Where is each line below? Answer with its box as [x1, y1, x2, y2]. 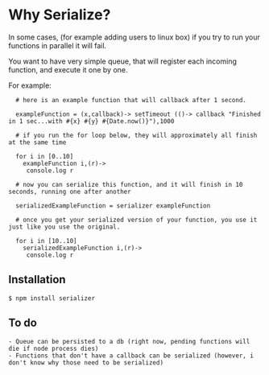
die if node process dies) [8, 344, 99, 352]
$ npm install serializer [8, 294, 95, 303]
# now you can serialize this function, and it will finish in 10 [15, 180, 243, 188]
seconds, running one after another [8, 187, 131, 196]
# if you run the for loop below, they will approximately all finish [15, 131, 258, 139]
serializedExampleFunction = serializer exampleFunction [15, 201, 211, 210]
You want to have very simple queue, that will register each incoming [8, 56, 238, 66]
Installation [8, 273, 66, 286]
